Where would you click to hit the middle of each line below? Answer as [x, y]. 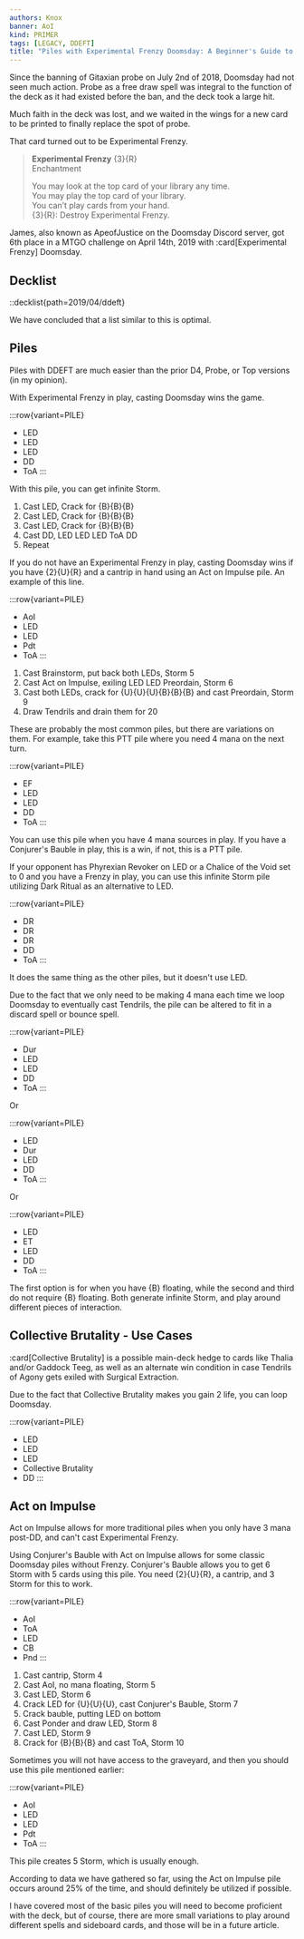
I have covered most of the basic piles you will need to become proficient [146, 1906]
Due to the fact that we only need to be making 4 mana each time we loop [147, 995]
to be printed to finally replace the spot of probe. [100, 124]
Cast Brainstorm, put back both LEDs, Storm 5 [108, 673]
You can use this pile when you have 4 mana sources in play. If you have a [148, 839]
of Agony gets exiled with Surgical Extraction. [94, 1377]
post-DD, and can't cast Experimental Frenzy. [94, 1537]
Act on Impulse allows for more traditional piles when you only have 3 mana [150, 1528]
